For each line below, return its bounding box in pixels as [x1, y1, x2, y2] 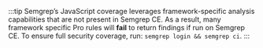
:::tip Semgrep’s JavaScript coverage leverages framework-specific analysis [8, 7, 255, 15]
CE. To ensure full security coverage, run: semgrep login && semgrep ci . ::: [8, 31, 250, 40]
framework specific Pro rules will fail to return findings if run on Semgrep [8, 23, 246, 32]
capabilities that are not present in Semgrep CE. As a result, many [8, 15, 222, 24]
